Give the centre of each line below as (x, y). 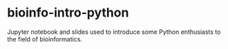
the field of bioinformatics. (45, 39)
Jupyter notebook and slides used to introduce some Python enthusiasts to (114, 32)
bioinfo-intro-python (68, 13)
